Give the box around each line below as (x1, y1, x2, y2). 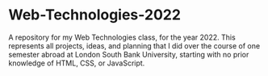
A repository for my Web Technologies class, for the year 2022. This (8, 32, 236, 42)
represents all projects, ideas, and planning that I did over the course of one (8, 40, 261, 50)
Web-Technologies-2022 (8, 6, 182, 24)
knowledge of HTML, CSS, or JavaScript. (8, 58, 145, 68)
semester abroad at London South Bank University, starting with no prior (8, 49, 249, 59)
